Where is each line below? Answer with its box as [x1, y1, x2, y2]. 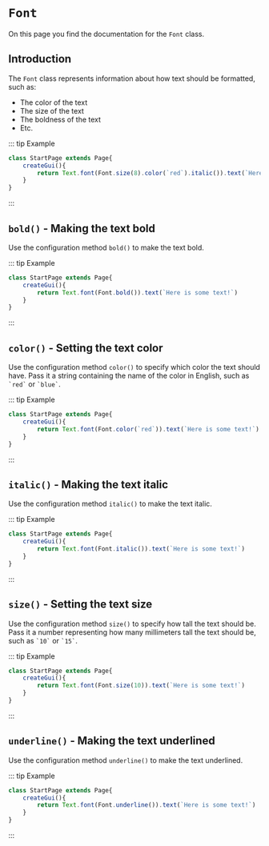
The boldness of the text [19, 114, 102, 124]
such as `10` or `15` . [8, 636, 78, 645]
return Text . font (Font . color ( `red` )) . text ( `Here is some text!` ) [37, 425, 260, 433]
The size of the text [19, 106, 84, 115]
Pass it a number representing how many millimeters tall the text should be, [8, 627, 256, 637]
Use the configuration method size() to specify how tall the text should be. [8, 619, 256, 628]
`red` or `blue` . [8, 379, 62, 389]
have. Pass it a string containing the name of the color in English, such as [8, 371, 250, 381]
